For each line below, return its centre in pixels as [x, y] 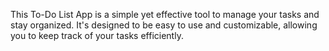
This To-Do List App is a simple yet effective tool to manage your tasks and [165, 14]
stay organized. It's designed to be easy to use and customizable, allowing [164, 25]
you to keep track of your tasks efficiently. [97, 35]
